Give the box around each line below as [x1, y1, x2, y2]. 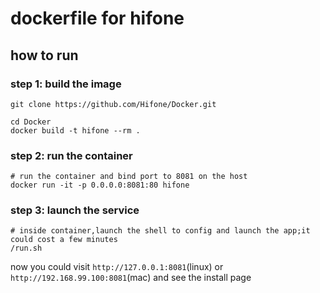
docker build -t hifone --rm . [10, 125, 141, 136]
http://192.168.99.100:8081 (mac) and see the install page [10, 272, 252, 284]
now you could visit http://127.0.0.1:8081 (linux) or [10, 261, 224, 273]
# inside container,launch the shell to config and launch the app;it [10, 226, 311, 236]
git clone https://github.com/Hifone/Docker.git [10, 99, 217, 109]
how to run [10, 47, 79, 64]
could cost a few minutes [10, 235, 118, 245]
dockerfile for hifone [10, 7, 185, 30]
